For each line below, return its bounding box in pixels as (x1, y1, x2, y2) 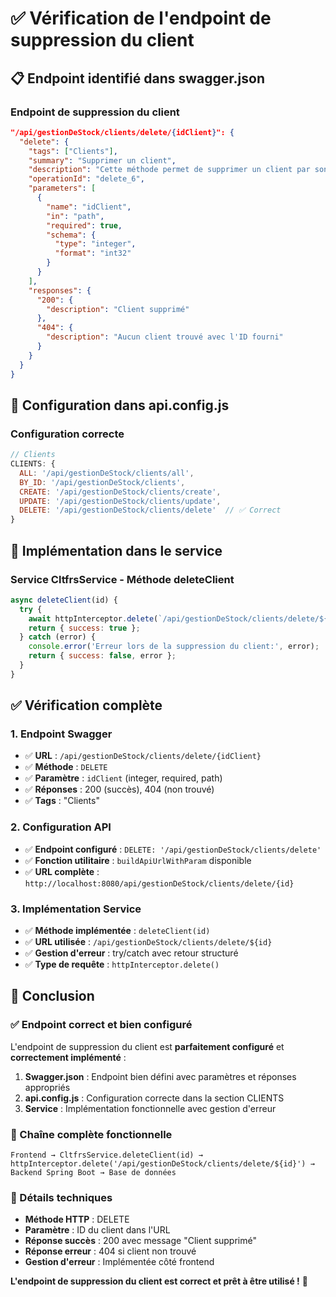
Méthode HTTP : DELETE (24, 1213, 130, 1226)
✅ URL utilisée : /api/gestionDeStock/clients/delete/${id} (24, 936, 273, 948)
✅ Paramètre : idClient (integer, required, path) (24, 772, 223, 784)
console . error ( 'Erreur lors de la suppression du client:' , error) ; (28, 642, 320, 652)
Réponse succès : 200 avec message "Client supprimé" (24, 1235, 257, 1247)
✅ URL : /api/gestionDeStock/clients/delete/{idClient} (24, 750, 262, 762)
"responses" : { (28, 285, 92, 296)
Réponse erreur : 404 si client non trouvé (24, 1245, 197, 1257)
